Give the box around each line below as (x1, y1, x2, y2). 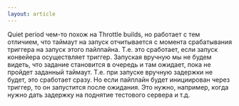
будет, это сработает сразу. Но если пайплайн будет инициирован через (7, 75, 230, 84)
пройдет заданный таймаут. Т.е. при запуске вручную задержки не (7, 68, 213, 76)
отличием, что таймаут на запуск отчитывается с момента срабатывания (7, 37, 233, 46)
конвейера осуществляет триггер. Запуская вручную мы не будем (7, 53, 212, 61)
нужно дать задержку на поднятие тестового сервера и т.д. (7, 90, 190, 99)
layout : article (7, 10, 56, 18)
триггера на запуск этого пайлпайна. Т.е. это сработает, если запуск (7, 45, 218, 53)
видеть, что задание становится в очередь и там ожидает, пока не (7, 60, 212, 68)
